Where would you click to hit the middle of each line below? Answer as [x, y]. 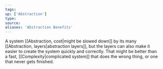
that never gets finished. [30, 62]
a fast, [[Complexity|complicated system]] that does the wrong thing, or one [81, 56]
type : [10, 18]
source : [13, 23]
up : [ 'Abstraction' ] [26, 14]
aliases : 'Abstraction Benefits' [39, 28]
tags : [10, 9]
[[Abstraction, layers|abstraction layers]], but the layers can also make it [78, 46]
